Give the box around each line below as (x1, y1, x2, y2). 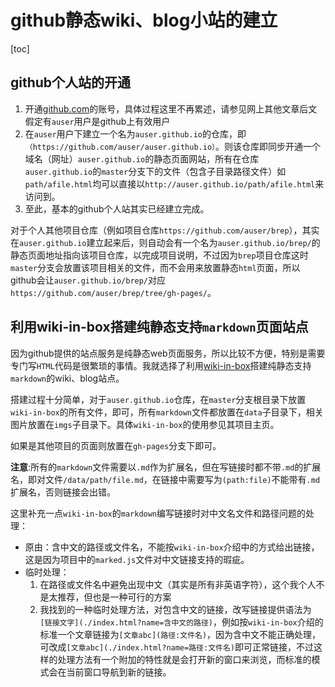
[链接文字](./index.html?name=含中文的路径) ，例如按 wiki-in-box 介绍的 (39, 616, 324, 628)
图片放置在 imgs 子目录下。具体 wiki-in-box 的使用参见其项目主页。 (10, 418, 280, 430)
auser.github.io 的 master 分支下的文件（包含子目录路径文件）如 (24, 165, 287, 177)
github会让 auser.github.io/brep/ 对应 (10, 274, 167, 286)
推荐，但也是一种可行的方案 (57, 591, 172, 603)
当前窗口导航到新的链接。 (66, 666, 172, 678)
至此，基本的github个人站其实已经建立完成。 (24, 202, 210, 215)
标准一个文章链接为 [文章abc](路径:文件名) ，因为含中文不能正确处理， (39, 628, 322, 640)
